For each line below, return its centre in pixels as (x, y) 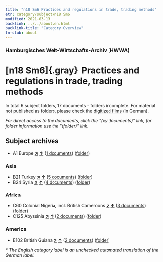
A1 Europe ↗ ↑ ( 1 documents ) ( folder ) (51, 153)
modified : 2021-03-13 (28, 19)
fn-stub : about (21, 33)
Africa (13, 195)
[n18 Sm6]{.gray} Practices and (73, 71)
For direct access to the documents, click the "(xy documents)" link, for (79, 120)
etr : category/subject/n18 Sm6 (38, 14)
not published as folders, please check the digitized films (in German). (77, 111)
